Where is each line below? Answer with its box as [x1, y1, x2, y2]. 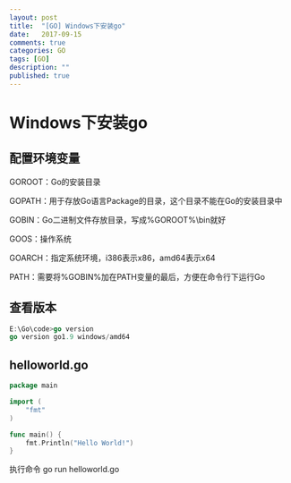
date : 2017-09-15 [9, 30, 82, 38]
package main [9, 381, 58, 390]
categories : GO [9, 47, 66, 55]
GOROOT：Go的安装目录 [9, 176, 101, 187]
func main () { [9, 430, 63, 439]
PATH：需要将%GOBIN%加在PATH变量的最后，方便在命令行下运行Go [9, 271, 266, 282]
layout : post [9, 13, 58, 22]
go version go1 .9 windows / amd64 [9, 333, 130, 342]
